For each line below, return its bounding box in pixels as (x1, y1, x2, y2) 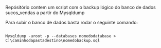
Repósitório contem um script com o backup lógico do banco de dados (5, 5, 156, 10)
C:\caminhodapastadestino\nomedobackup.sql (5, 38, 100, 43)
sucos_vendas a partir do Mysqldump (5, 10, 85, 16)
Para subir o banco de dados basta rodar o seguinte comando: (5, 20, 138, 25)
